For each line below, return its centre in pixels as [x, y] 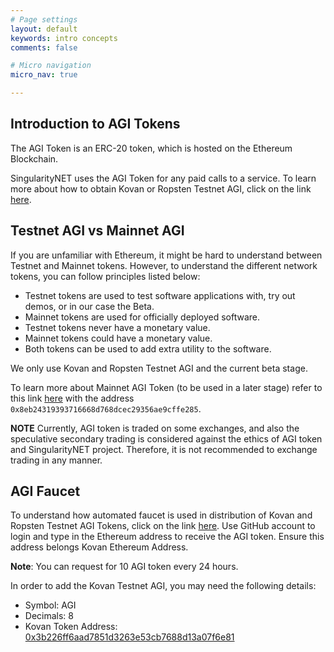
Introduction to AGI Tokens [95, 124]
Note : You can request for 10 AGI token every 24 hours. [124, 567]
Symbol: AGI [50, 605]
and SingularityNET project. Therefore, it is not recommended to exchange [164, 449]
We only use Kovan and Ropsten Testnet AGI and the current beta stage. [159, 368]
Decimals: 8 [49, 616]
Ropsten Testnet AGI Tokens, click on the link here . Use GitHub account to [163, 526]
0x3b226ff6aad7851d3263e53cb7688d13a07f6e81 [129, 637]
